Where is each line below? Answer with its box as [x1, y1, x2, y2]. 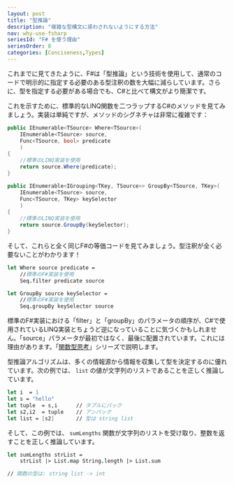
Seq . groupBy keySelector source [20, 303, 114, 310]
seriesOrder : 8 [7, 43, 52, 50]
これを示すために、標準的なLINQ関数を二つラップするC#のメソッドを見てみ [7, 101, 226, 110]
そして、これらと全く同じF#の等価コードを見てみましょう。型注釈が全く [7, 241, 217, 250]
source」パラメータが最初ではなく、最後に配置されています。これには [22, 334, 226, 343]
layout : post [7, 10, 45, 17]
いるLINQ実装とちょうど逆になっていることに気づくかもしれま [31, 325, 211, 334]
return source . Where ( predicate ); [20, 164, 117, 171]
